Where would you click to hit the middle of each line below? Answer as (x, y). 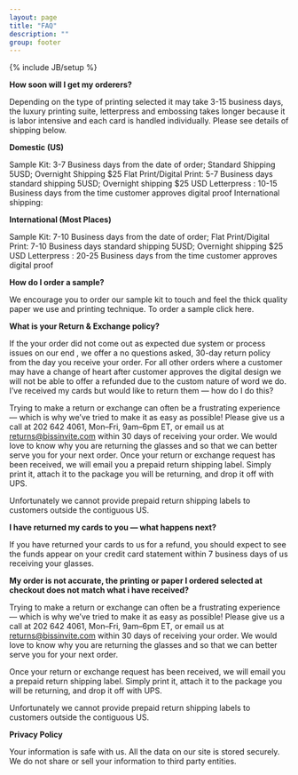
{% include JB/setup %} (53, 68)
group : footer (35, 42)
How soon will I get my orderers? (71, 84)
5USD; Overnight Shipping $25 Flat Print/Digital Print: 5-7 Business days (141, 174)
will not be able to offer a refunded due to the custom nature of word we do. (148, 381)
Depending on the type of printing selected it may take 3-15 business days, (146, 102)
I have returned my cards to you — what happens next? (113, 527)
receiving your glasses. (52, 563)
